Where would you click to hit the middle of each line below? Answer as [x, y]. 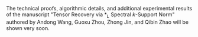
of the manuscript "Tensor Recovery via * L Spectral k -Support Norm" [90, 15]
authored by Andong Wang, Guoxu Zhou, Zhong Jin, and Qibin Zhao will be [98, 22]
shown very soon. [28, 28]
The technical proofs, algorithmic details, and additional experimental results [99, 8]
